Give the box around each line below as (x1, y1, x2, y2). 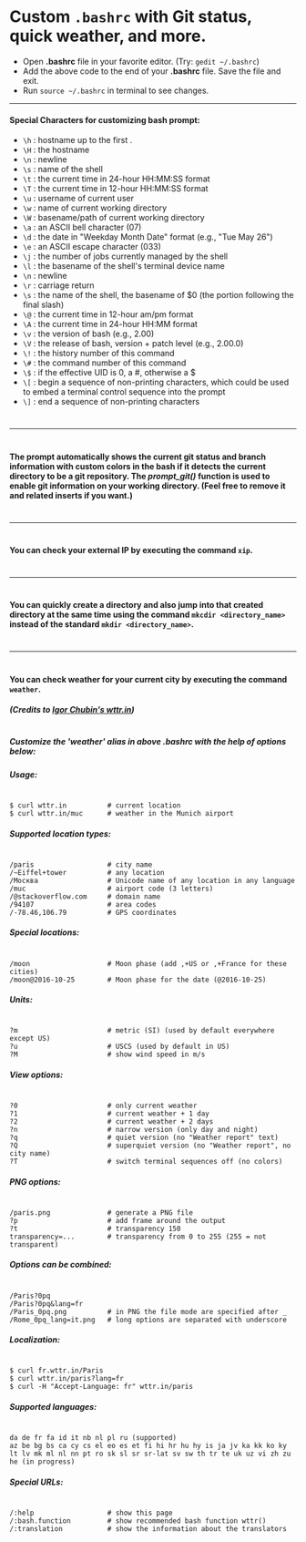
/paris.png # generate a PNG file (9, 1208, 194, 1218)
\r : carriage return (22, 280, 95, 291)
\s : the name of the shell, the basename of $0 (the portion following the (22, 290, 294, 301)
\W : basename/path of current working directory (22, 212, 205, 223)
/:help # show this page (9, 1508, 173, 1518)
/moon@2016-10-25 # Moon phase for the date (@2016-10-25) (9, 975, 267, 984)
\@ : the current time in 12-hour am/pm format (22, 309, 194, 320)
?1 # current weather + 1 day (9, 1109, 209, 1118)
